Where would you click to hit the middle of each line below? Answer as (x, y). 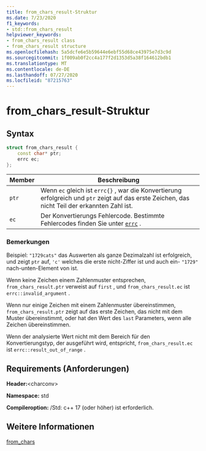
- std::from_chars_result (39, 29)
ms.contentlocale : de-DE (38, 69)
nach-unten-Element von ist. (42, 268)
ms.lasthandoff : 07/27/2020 (42, 75)
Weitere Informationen (51, 427)
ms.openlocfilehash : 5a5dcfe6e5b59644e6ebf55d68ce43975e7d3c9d (89, 52)
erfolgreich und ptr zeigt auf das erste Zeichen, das (115, 198)
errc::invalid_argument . (38, 293)
